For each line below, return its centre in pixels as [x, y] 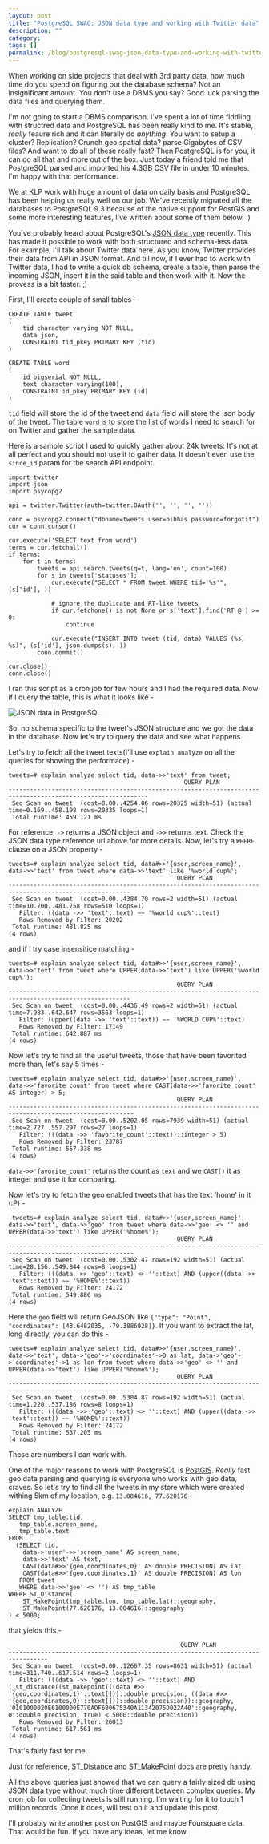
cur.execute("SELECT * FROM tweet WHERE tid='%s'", [139, 582]
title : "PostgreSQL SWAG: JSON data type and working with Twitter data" [134, 23]
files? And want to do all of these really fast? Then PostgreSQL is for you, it [132, 151]
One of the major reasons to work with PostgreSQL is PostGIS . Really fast [129, 1470]
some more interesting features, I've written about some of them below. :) [129, 217]
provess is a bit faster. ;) [48, 284]
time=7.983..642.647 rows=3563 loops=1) [77, 1013]
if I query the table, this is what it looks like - [81, 697]
